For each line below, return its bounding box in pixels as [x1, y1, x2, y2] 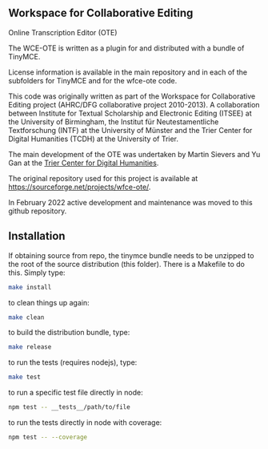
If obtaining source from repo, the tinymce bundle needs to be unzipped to [8, 250, 254, 260]
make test [8, 373, 42, 382]
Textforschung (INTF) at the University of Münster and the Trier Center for [8, 125, 253, 135]
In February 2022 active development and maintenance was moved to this [8, 197, 254, 207]
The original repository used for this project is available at [8, 173, 198, 183]
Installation [8, 229, 66, 243]
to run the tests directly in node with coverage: [8, 418, 162, 427]
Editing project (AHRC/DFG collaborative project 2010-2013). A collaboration [8, 99, 260, 109]
